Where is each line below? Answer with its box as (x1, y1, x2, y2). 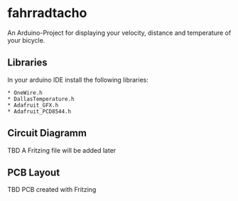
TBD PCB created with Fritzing (7, 185, 97, 194)
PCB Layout (7, 166, 60, 178)
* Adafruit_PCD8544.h (7, 108, 72, 115)
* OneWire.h (7, 89, 43, 97)
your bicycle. (7, 36, 45, 44)
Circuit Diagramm (7, 127, 87, 139)
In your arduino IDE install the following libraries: (7, 75, 149, 84)
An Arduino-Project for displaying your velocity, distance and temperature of (7, 28, 232, 37)
